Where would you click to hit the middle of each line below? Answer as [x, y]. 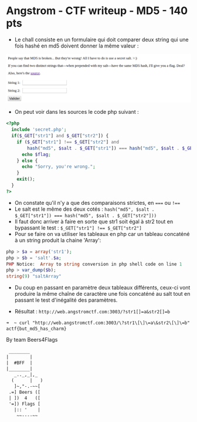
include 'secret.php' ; [39, 130]
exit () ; [26, 179]
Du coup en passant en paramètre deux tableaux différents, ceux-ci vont [102, 288]
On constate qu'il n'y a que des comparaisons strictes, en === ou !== [97, 202]
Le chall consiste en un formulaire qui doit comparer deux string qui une [101, 39]
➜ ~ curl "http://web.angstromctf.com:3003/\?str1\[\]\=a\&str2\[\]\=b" [98, 323]
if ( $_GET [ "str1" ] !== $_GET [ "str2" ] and [68, 142]
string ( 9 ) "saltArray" [34, 276]
